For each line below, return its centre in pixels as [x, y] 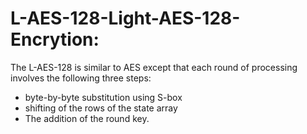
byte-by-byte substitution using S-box [103, 97]
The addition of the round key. [87, 118]
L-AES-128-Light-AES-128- [125, 18]
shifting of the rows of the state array [101, 108]
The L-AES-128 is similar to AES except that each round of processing [154, 67]
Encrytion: [55, 39]
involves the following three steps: [81, 78]
